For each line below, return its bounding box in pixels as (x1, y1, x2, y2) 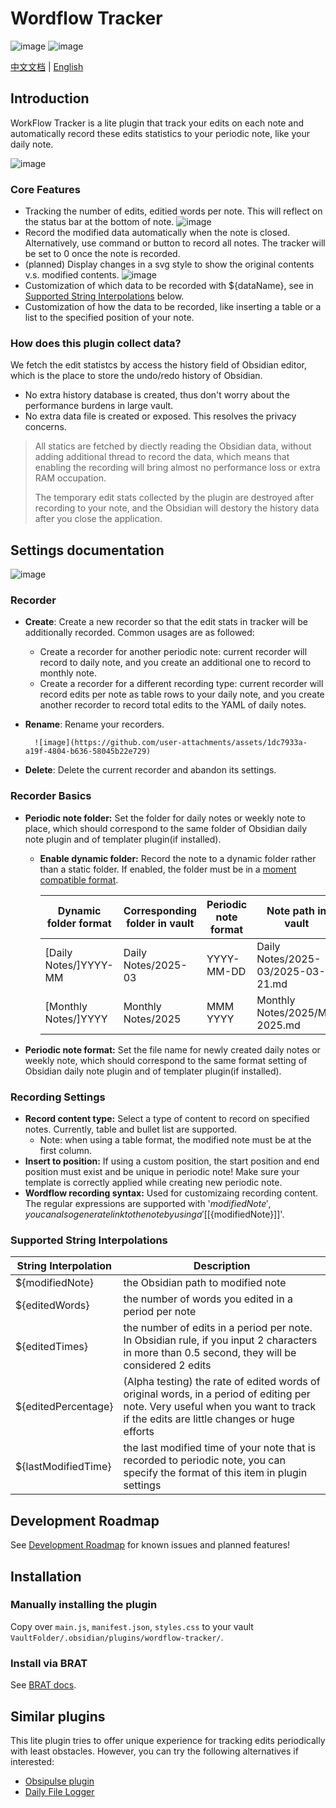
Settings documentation (10, 542, 165, 559)
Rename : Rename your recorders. (24, 718, 165, 731)
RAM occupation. (34, 472, 107, 484)
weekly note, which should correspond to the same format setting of (24, 1054, 308, 1066)
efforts (123, 1425, 155, 1439)
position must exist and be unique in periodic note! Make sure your (24, 1166, 300, 1178)
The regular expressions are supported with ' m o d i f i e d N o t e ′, (24, 1198, 272, 1210)
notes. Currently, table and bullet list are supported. (24, 1123, 238, 1136)
